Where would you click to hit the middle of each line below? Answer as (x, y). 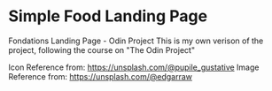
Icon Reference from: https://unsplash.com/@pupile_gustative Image (134, 67)
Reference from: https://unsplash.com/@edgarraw (100, 76)
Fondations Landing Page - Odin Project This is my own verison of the (136, 41)
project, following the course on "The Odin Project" (102, 49)
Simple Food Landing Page (108, 16)
